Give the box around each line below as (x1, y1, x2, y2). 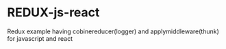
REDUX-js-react (7, 5, 100, 20)
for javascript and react (7, 34, 73, 42)
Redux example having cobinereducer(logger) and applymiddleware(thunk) (7, 27, 219, 35)
